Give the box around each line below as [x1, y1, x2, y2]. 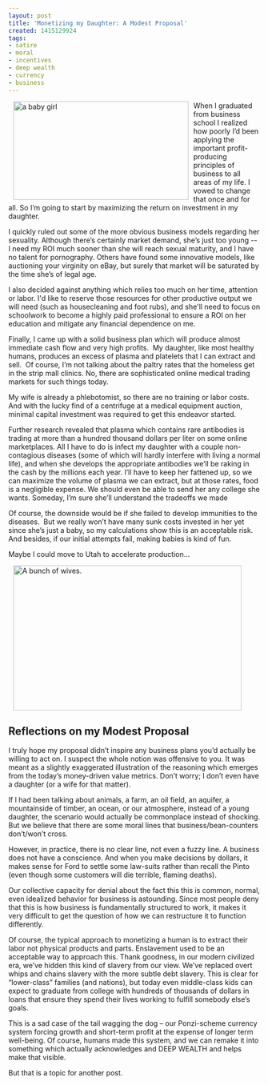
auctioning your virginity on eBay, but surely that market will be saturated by [8, 261, 259, 270]
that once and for [193, 194, 250, 204]
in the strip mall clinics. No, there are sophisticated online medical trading [8, 368, 250, 378]
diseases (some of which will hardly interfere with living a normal [46, 450, 262, 460]
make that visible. [8, 1053, 66, 1063]
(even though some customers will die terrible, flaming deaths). [8, 870, 218, 880]
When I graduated [193, 101, 253, 110]
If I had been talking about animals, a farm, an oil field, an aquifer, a [8, 795, 230, 805]
